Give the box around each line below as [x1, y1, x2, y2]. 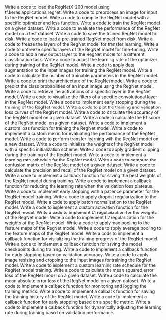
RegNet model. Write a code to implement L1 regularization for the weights [5, 210, 157, 215]
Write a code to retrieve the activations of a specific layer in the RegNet [5, 89, 151, 94]
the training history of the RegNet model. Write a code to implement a [5, 294, 147, 299]
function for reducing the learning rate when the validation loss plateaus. [5, 183, 154, 189]
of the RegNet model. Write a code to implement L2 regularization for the [5, 215, 154, 220]
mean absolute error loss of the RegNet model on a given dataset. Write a [5, 278, 155, 284]
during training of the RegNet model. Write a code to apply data [5, 62, 135, 68]
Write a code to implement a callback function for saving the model [5, 241, 142, 247]
